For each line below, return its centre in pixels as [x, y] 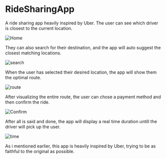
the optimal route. [23, 77]
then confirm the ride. [27, 102]
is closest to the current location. [39, 28]
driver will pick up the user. [33, 127]
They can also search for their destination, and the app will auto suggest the [83, 47]
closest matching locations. [33, 53]
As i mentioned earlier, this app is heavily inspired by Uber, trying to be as [81, 146]
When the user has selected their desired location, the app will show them [81, 72]
